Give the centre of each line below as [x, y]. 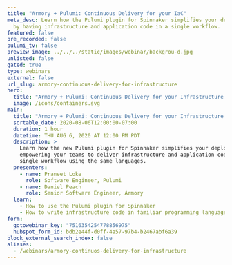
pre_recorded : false [37, 39]
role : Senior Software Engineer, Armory [84, 193]
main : [15, 110]
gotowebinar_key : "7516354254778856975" [72, 225]
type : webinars [29, 71]
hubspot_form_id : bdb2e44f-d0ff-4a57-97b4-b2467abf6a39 [95, 232]
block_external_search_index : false [60, 238]
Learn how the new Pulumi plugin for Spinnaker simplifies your [114, 148]
